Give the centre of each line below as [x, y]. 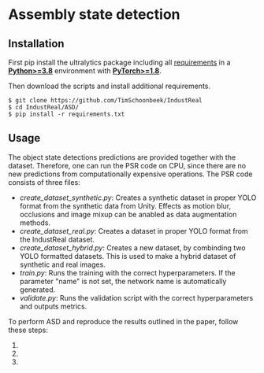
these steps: [28, 330]
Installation [36, 44]
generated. [37, 290]
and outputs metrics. [53, 306]
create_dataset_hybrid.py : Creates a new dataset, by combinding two [132, 247]
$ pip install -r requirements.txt [67, 114]
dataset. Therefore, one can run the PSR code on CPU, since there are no [127, 165]
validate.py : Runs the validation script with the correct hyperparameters [136, 297]
